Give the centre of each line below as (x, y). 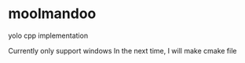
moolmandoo (52, 14)
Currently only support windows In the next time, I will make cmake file (122, 50)
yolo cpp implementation (48, 35)
